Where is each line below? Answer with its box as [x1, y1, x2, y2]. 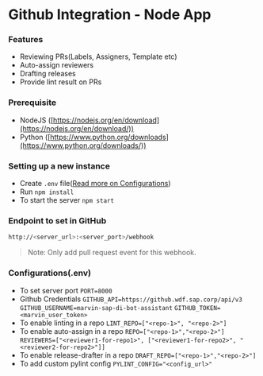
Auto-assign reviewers [19, 60, 93, 70]
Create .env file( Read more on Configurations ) [19, 179, 172, 188]
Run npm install [19, 187, 74, 196]
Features [8, 34, 44, 45]
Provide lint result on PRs [19, 77, 102, 87]
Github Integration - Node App [8, 6, 212, 24]
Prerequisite [8, 97, 57, 108]
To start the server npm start [19, 196, 115, 205]
